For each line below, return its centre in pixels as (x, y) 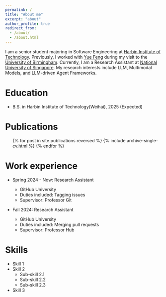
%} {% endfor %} (46, 146)
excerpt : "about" (23, 19)
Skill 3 (19, 290)
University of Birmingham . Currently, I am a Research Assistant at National (81, 62)
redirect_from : (21, 28)
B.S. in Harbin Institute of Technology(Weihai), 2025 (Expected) (77, 106)
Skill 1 (18, 264)
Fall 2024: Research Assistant (43, 209)
